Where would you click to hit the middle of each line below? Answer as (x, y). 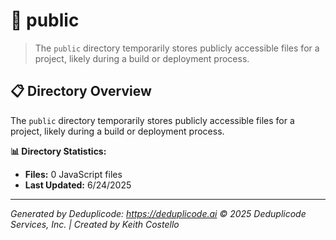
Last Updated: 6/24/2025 (78, 185)
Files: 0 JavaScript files (73, 174)
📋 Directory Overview (81, 91)
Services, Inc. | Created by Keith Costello (95, 224)
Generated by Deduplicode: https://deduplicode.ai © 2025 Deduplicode (158, 213)
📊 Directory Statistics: (58, 151)
